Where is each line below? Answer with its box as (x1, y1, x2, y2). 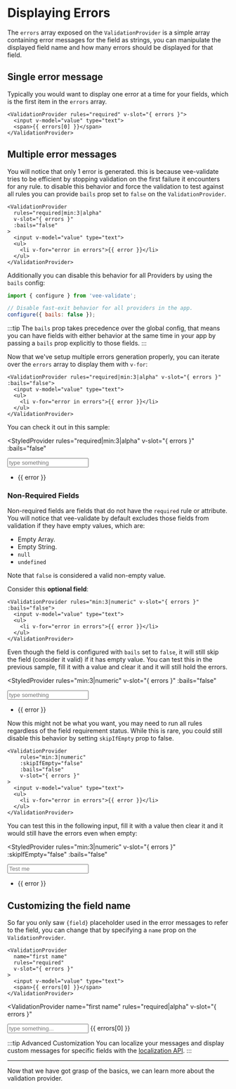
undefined (17, 559, 47, 566)
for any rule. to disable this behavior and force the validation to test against (7, 182, 224, 191)
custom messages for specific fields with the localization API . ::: (7, 1047, 192, 1055)
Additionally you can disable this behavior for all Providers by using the (7, 271, 213, 279)
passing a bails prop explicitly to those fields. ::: (7, 339, 147, 348)
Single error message (7, 71, 103, 83)
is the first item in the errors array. (7, 97, 107, 106)
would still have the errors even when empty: (7, 829, 138, 838)
